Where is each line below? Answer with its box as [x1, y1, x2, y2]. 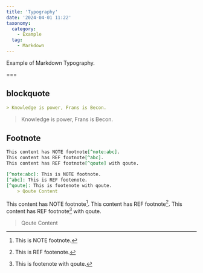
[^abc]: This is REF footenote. [6, 177, 88, 183]
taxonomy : [6, 20, 31, 26]
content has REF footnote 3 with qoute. [6, 206, 101, 215]
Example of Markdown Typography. [6, 59, 95, 67]
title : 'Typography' [6, 8, 59, 15]
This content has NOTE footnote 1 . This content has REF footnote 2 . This [6, 199, 182, 208]
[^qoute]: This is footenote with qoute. [6, 182, 112, 188]
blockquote [6, 88, 50, 99]
